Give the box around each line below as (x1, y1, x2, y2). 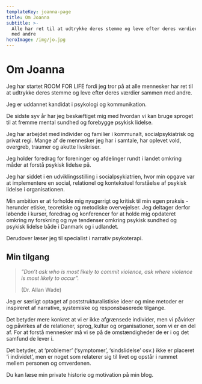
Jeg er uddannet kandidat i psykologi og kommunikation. (6, 101, 147, 108)
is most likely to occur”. (20, 274, 79, 282)
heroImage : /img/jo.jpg (6, 37, 66, 43)
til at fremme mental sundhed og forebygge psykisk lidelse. (6, 119, 153, 126)
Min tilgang (6, 252, 50, 262)
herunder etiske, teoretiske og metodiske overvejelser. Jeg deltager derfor (6, 203, 191, 211)
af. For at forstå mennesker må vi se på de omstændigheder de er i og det (6, 329, 189, 336)
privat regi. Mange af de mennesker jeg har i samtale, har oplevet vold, (6, 137, 182, 144)
